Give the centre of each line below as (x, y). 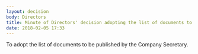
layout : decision (28, 11)
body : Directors (26, 17)
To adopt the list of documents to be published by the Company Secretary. (97, 45)
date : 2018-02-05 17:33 (36, 28)
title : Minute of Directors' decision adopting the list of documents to (99, 22)
